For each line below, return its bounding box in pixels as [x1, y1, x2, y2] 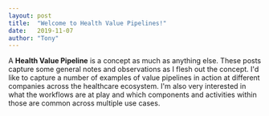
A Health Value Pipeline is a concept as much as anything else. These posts [8, 56, 262, 66]
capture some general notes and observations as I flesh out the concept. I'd [8, 65, 259, 74]
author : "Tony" [8, 34, 59, 42]
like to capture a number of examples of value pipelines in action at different [8, 73, 260, 82]
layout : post [8, 11, 52, 20]
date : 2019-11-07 [8, 26, 74, 34]
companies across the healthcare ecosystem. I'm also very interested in [8, 82, 247, 91]
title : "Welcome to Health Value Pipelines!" [8, 19, 167, 27]
